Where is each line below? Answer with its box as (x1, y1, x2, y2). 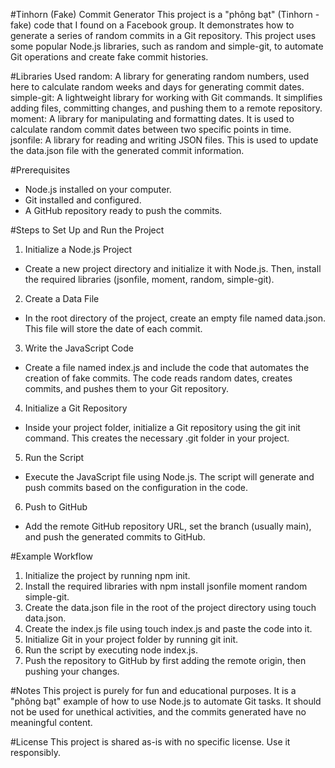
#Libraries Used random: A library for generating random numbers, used (10, 70, 310, 82)
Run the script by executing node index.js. (24, 644, 198, 656)
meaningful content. (10, 717, 93, 728)
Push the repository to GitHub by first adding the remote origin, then (24, 655, 307, 666)
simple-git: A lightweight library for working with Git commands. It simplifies (10, 92, 323, 103)
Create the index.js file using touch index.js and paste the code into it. (24, 623, 313, 634)
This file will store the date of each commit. (24, 323, 203, 334)
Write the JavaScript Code (24, 342, 134, 354)
